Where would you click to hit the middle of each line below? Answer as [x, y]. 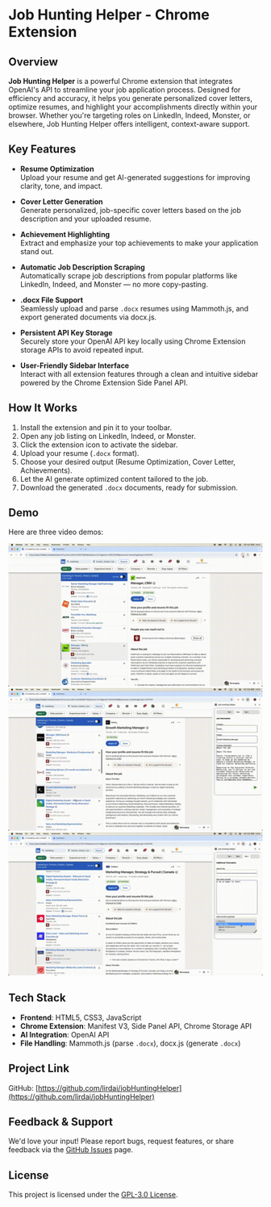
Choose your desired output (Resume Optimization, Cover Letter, [128, 461]
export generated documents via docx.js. [88, 317]
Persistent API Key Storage [66, 332]
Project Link [39, 1069]
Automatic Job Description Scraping [82, 267]
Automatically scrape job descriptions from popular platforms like [129, 275]
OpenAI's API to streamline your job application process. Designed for [125, 90]
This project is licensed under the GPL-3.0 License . [94, 1195]
